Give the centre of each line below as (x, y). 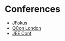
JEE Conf (22, 33)
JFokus (20, 23)
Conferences (33, 9)
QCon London (26, 28)
